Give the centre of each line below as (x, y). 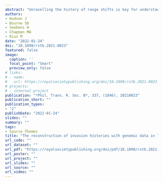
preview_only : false (30, 68)
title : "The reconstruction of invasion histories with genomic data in (80, 136)
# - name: (15, 77)
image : (12, 55)
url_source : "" (20, 167)
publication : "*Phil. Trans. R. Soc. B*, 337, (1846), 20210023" (72, 95)
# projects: (17, 86)
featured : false (21, 50)
